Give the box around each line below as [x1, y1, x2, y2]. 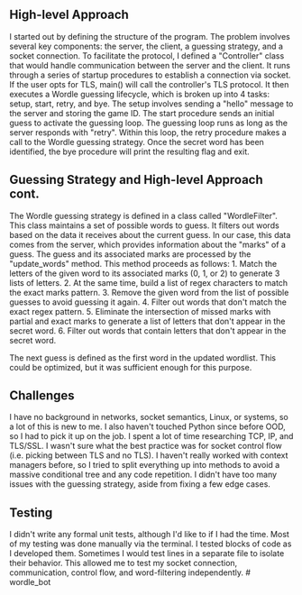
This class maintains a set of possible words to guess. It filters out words [9, 220, 279, 231]
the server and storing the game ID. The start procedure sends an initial [9, 107, 275, 118]
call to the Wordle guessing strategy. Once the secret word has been [9, 136, 264, 147]
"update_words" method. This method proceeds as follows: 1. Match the [9, 258, 278, 269]
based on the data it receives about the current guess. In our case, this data [9, 229, 291, 240]
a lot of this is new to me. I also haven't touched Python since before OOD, [9, 421, 286, 432]
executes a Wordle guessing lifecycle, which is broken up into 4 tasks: [9, 88, 270, 99]
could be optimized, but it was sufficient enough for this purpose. [9, 362, 252, 372]
